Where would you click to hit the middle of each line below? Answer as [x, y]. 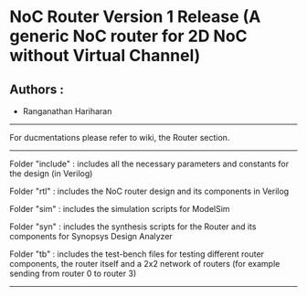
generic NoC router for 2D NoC [129, 36]
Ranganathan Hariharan [67, 111]
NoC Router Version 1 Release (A [135, 17]
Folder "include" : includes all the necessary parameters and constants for [149, 164]
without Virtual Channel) [105, 56]
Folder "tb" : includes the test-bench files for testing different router [137, 254]
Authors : [37, 89]
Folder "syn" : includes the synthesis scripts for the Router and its [133, 227]
